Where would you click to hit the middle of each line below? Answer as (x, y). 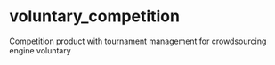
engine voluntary (40, 50)
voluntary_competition (95, 16)
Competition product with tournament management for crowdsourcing (138, 41)
